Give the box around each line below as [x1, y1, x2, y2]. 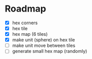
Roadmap [5, 3, 47, 15]
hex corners [12, 20, 38, 26]
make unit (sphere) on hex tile [12, 37, 75, 43]
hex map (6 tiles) [12, 31, 48, 37]
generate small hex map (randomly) [12, 48, 87, 54]
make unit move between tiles [12, 42, 76, 48]
